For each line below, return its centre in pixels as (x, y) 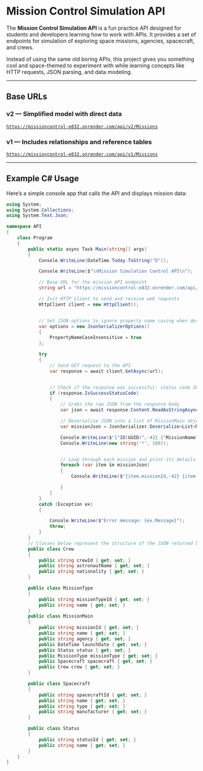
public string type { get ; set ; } (82, 706)
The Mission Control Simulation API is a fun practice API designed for (94, 28)
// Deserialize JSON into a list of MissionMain (123, 421)
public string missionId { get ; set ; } (89, 628)
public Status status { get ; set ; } (85, 650)
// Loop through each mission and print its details (128, 459)
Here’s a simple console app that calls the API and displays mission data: (97, 193)
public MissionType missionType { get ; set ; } (98, 656)
